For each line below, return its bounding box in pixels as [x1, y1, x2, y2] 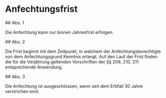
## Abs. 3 [5, 73, 25, 79]
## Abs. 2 [5, 38, 25, 45]
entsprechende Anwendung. [5, 64, 63, 70]
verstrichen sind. [5, 88, 40, 94]
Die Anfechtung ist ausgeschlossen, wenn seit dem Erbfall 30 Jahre [5, 83, 143, 89]
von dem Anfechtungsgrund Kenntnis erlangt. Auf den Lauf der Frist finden [5, 53, 158, 60]
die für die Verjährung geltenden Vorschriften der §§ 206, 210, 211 [5, 59, 139, 65]
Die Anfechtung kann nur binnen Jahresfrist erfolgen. [5, 29, 114, 35]
